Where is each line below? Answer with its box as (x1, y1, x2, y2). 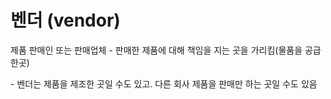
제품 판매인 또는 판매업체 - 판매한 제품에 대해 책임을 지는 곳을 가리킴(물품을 (10, 44, 303, 56)
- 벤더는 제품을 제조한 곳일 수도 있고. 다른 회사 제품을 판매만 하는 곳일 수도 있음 (10, 77, 318, 90)
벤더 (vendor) (10, 9, 121, 32)
